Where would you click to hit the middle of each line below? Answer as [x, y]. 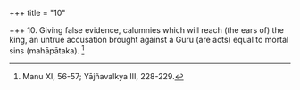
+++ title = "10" [37, 13]
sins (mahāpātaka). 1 [47, 50]
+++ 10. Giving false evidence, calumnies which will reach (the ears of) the [146, 30]
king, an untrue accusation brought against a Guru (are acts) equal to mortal [149, 40]
